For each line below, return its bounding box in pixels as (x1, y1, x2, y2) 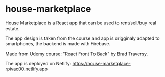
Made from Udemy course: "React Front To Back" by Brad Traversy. (5, 50, 148, 57)
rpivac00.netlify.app (5, 66, 48, 72)
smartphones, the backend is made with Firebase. (5, 40, 111, 46)
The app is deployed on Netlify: (5, 60, 72, 66)
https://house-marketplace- (72, 60, 131, 66)
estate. (5, 25, 20, 31)
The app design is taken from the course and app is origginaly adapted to (5, 35, 160, 41)
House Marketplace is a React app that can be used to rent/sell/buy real (5, 20, 157, 26)
